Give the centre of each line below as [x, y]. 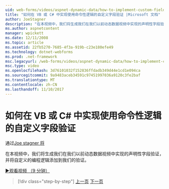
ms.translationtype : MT [30, 80]
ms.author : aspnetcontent [32, 29]
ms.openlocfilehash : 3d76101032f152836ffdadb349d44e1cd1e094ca [73, 71]
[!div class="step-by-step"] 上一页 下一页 [60, 181]
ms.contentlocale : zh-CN [31, 84]
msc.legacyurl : [21, 61]
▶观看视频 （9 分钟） [28, 171]
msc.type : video [22, 66]
